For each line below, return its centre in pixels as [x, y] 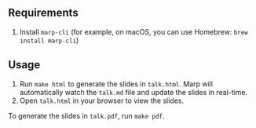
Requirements [43, 13]
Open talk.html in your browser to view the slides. [102, 101]
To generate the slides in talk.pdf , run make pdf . [86, 115]
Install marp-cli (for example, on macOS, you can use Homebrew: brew [134, 31]
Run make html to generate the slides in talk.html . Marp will [116, 84]
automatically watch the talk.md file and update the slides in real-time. [133, 92]
